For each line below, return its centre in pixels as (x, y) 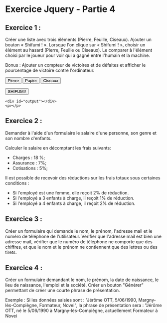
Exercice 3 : (24, 219)
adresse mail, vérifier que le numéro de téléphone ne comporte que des (79, 242)
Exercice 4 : (24, 268)
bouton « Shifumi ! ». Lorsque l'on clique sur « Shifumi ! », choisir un (75, 45)
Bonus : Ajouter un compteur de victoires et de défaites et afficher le (76, 65)
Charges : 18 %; (29, 158)
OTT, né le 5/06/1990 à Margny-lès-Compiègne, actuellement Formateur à (82, 311)
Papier (31, 81)
